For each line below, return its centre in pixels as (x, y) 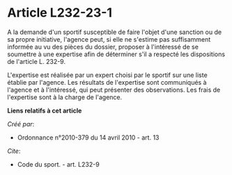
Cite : (14, 151)
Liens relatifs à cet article (45, 110)
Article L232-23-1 (60, 13)
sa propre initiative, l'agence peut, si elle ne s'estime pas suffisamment (109, 39)
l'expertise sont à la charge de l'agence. (65, 97)
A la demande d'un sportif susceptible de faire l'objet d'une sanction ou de (114, 32)
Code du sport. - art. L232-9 (58, 164)
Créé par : (21, 124)
